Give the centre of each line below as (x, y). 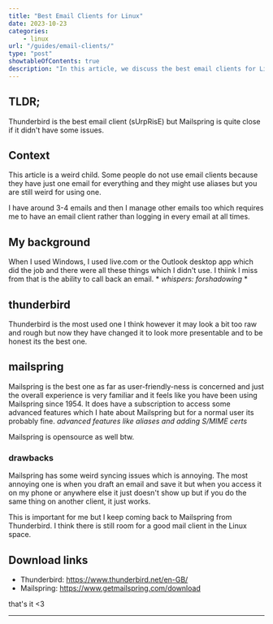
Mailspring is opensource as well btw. (71, 436)
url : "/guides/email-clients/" (61, 46)
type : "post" (30, 54)
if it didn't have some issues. (56, 130)
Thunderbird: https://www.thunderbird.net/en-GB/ (104, 579)
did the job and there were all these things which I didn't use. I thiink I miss (133, 271)
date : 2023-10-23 (38, 24)
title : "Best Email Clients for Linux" (76, 16)
